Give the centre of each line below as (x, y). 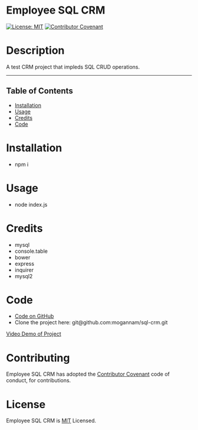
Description (35, 51)
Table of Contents (40, 91)
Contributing (38, 358)
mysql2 (24, 276)
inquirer (24, 270)
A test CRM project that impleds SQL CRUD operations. (73, 67)
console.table (31, 251)
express (24, 263)
